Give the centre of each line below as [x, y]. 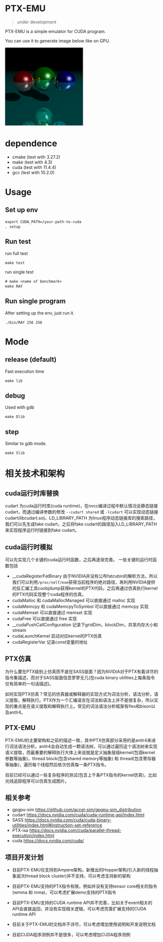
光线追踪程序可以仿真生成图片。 [37, 781]
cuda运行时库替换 [32, 493]
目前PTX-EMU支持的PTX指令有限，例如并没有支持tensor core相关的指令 [84, 887]
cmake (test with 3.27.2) [36, 157]
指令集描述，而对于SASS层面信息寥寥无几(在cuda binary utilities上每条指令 [80, 677]
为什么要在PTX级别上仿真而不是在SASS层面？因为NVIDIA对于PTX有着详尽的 [82, 671]
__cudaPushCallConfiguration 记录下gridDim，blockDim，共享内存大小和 [85, 625]
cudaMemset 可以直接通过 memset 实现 [52, 612]
